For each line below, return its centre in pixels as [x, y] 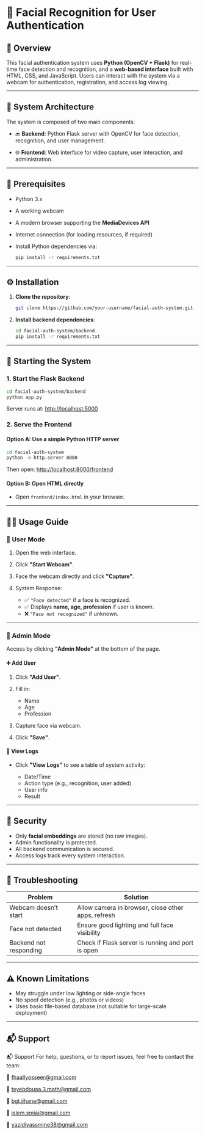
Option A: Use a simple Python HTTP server [63, 439]
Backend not [27, 943]
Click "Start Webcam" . [45, 565]
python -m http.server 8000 [42, 458]
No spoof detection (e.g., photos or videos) [70, 1000]
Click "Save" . [32, 737]
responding [26, 951]
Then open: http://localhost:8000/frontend [60, 469]
